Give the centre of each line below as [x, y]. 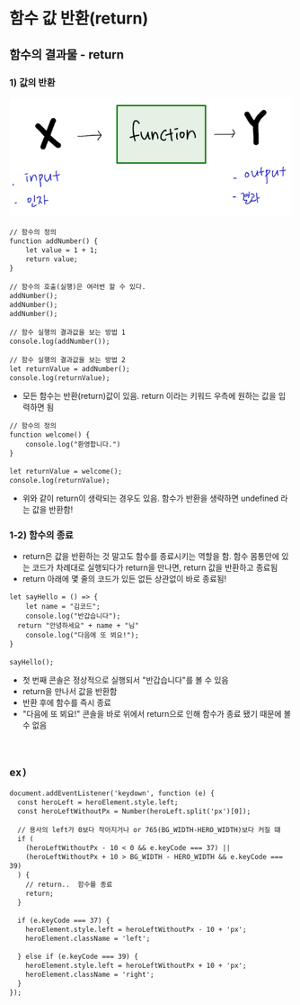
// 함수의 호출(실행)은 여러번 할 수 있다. [78, 287]
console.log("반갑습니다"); [73, 616]
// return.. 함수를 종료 [69, 885]
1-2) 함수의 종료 [41, 535]
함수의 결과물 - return [66, 54]
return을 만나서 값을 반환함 [70, 692]
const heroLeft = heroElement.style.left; [98, 802]
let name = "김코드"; [63, 607]
